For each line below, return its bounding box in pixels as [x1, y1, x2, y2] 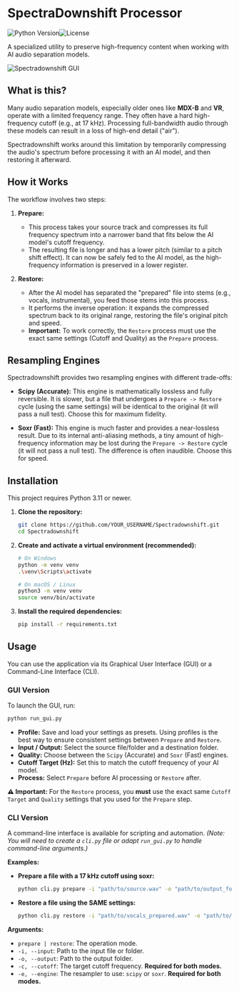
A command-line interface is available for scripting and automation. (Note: [7, 829, 225, 837]
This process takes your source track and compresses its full [28, 223, 208, 231]
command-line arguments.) [7, 844, 88, 852]
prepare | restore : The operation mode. [17, 939, 138, 947]
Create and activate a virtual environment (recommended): [17, 540, 197, 549]
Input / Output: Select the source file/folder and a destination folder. [17, 743, 219, 752]
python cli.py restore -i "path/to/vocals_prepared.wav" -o [17, 912, 200, 920]
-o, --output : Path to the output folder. [17, 955, 133, 963]
